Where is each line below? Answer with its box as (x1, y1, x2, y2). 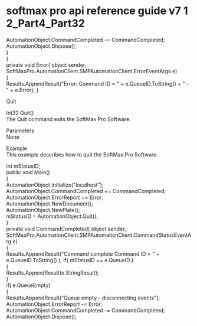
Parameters (6, 127, 34, 134)
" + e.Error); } (6, 86, 39, 93)
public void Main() (6, 168, 50, 175)
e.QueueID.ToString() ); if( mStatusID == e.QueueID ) (6, 256, 134, 263)
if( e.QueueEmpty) (6, 282, 51, 289)
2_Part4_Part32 (6, 17, 86, 30)
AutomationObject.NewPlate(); (6, 206, 81, 213)
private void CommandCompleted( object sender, (6, 225, 126, 232)
